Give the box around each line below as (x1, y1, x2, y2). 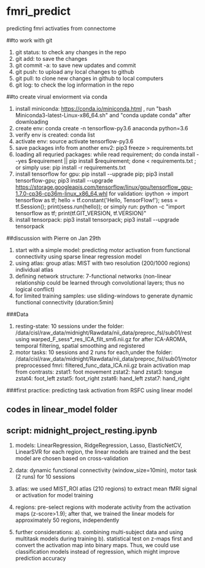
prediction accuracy (15, 554, 66, 562)
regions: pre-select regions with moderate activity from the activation (15, 503, 191, 511)
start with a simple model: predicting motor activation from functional (15, 246, 190, 253)
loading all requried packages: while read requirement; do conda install (15, 151, 195, 158)
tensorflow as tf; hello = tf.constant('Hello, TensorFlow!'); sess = (15, 196, 178, 203)
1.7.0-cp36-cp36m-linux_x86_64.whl (15, 189, 108, 197)
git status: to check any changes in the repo (15, 48, 127, 56)
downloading (15, 118, 48, 125)
